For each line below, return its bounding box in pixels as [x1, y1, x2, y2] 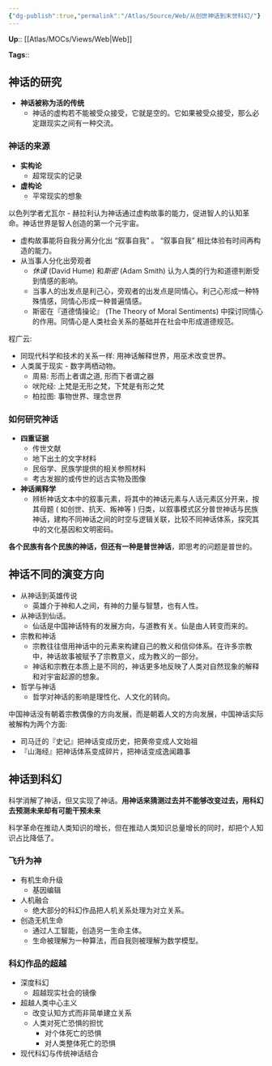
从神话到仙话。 [19, 610, 70, 620]
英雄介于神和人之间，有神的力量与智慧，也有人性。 [32, 601, 203, 610]
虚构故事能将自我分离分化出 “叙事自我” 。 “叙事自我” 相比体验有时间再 [19, 236, 254, 245]
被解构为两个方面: [8, 719, 68, 728]
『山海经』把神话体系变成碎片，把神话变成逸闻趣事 [19, 746, 191, 756]
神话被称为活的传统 [19, 98, 85, 108]
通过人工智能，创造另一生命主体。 [32, 925, 147, 935]
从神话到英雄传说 [19, 590, 78, 600]
